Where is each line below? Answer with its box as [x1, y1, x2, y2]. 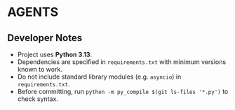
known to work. [17, 65, 63, 73]
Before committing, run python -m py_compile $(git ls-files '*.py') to [17, 88, 229, 95]
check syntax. [17, 95, 58, 103]
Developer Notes [7, 32, 83, 44]
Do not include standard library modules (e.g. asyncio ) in [17, 72, 182, 81]
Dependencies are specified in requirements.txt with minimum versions [17, 58, 227, 66]
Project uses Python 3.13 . [17, 50, 93, 58]
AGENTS [7, 4, 58, 20]
